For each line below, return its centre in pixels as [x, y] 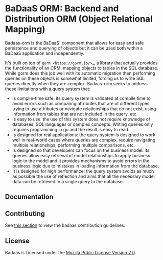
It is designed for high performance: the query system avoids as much [83, 171]
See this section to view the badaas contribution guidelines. [65, 225]
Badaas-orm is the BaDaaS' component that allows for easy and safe [75, 43]
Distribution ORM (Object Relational [79, 19]
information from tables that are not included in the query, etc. [75, 114]
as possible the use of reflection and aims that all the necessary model [83, 176]
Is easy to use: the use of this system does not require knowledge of [81, 119]
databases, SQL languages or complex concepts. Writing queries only [82, 124]
